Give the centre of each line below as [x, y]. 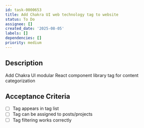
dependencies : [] [23, 38]
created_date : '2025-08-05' [35, 29]
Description [24, 63]
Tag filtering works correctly [42, 120]
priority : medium [23, 43]
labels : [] [17, 33]
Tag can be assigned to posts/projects [53, 114]
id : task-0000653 [23, 10]
